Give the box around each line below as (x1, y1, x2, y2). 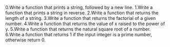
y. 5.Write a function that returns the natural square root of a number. (5, 26, 151, 32)
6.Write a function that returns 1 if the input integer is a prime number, (5, 32, 152, 37)
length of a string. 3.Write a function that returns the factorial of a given (5, 15, 156, 21)
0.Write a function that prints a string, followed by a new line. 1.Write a (5, 5, 153, 10)
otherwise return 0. (5, 37, 46, 43)
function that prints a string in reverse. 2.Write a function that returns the (5, 10, 159, 16)
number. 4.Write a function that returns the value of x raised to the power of (5, 20, 165, 27)
